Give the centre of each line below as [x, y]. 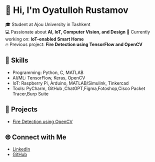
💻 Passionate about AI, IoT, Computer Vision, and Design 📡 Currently [78, 31]
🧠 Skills [17, 60]
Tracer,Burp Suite [30, 93]
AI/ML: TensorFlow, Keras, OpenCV [49, 77]
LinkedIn [21, 149]
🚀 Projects [21, 109]
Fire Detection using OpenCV [42, 121]
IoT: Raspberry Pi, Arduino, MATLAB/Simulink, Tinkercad [70, 83]
